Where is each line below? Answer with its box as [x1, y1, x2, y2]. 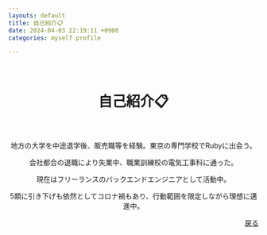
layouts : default [8, 11, 66, 20]
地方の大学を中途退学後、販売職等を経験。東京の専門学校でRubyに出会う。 [10, 141, 257, 151]
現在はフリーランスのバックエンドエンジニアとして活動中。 [36, 175, 231, 184]
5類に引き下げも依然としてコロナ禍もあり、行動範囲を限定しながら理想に [10, 191, 250, 201]
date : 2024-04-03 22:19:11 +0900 [8, 26, 119, 34]
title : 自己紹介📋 [8, 19, 64, 27]
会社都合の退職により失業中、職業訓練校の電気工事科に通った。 [29, 158, 238, 168]
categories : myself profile [8, 33, 102, 42]
